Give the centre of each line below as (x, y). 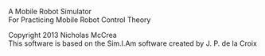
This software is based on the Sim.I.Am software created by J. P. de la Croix (132, 43)
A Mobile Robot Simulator (50, 11)
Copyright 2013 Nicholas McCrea (62, 35)
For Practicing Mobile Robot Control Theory (80, 20)
